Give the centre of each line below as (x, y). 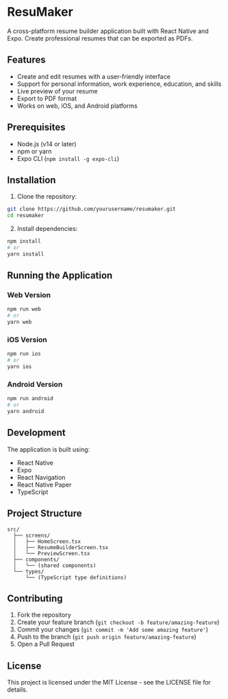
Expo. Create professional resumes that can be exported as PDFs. (100, 38)
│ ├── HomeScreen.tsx (47, 541)
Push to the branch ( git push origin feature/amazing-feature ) (106, 637)
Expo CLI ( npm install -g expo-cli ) (68, 158)
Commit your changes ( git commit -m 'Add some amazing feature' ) (113, 630)
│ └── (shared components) (55, 565)
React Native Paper (44, 485)
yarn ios (20, 367)
